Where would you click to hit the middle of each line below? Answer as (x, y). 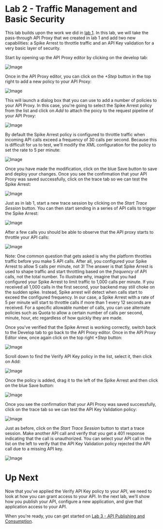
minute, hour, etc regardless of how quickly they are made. (64, 318)
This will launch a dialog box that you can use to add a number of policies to (81, 100)
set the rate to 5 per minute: (33, 150)
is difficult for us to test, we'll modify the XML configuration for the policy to (81, 144)
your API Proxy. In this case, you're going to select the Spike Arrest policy (78, 105)
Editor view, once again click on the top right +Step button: (64, 337)
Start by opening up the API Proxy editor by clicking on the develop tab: (76, 57)
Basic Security (35, 19)
